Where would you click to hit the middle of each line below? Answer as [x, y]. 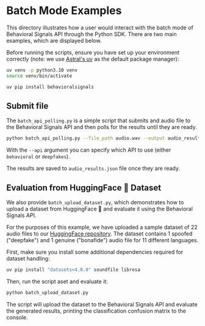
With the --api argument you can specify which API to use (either [89, 150]
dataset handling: [28, 259]
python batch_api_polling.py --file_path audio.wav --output [86, 138]
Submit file [27, 106]
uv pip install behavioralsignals [50, 87]
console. [17, 317]
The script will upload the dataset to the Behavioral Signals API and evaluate [102, 304]
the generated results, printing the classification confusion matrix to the [96, 311]
